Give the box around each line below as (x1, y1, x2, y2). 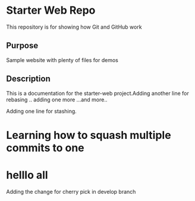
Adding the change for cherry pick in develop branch (6, 188, 136, 195)
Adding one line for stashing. (6, 107, 77, 115)
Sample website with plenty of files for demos (6, 56, 119, 63)
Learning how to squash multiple (6, 128, 171, 142)
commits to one (6, 141, 84, 154)
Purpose (6, 41, 39, 51)
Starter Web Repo (6, 4, 96, 17)
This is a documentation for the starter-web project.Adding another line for (6, 89, 189, 97)
